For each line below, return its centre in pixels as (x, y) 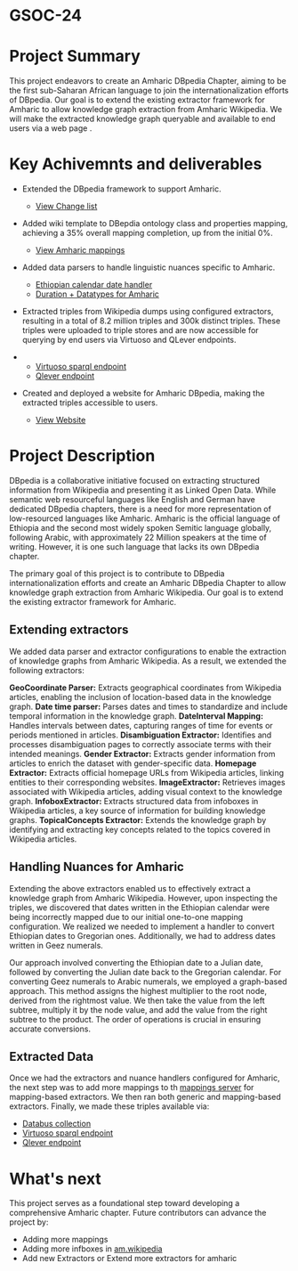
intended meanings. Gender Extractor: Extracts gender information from (142, 754)
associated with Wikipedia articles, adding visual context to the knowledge (146, 791)
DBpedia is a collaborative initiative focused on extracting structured (135, 481)
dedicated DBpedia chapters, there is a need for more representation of (140, 509)
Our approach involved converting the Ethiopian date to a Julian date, (137, 962)
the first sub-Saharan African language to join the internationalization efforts (149, 91)
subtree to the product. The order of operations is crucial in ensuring (135, 1019)
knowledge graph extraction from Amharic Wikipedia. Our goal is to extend (146, 592)
